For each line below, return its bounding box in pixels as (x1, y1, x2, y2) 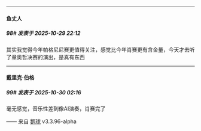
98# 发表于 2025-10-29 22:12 (6, 29, 81, 37)
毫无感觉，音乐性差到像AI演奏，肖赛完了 (6, 105, 106, 112)
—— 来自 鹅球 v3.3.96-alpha (6, 118, 77, 125)
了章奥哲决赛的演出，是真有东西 (6, 53, 85, 61)
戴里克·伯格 (6, 74, 35, 81)
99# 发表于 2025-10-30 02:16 (6, 88, 82, 96)
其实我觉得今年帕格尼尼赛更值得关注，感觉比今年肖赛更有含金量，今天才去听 (6, 46, 195, 53)
